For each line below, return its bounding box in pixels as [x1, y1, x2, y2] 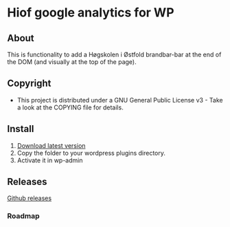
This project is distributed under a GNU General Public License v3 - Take [16, 96, 223, 104]
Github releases [7, 194, 52, 202]
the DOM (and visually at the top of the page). [7, 58, 137, 66]
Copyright [7, 78, 51, 89]
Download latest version [16, 141, 86, 149]
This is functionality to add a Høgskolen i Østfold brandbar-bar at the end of [7, 50, 222, 58]
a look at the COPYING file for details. [16, 103, 124, 111]
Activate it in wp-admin [16, 156, 83, 164]
